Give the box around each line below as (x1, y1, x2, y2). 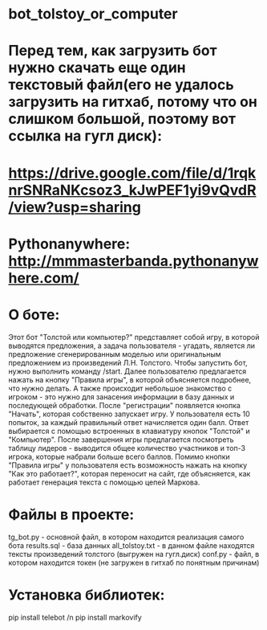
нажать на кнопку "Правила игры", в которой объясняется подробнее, (8, 374, 252, 384)
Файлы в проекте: (8, 505, 135, 523)
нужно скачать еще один (8, 59, 186, 77)
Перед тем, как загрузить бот (8, 42, 218, 60)
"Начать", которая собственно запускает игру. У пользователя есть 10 (8, 409, 250, 419)
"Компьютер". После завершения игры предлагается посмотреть (8, 435, 234, 444)
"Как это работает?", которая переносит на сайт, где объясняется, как (8, 468, 251, 478)
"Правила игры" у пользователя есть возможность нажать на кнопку (8, 460, 248, 470)
